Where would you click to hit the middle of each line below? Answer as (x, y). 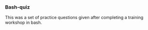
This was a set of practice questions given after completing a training (74, 18)
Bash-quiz (17, 7)
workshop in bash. (24, 22)
